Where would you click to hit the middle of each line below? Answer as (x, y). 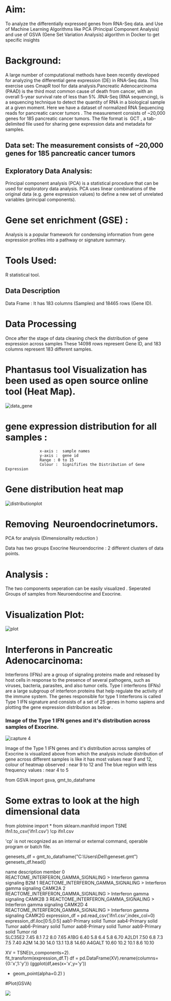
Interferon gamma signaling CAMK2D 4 (46, 904)
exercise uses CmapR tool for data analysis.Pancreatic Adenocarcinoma (81, 86)
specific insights (22, 40)
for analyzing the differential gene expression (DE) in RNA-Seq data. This (82, 80)
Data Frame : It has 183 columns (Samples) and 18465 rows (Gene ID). (79, 303)
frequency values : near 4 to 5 (37, 770)
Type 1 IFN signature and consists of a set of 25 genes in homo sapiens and (85, 702)
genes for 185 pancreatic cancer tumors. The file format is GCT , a (76, 118)
